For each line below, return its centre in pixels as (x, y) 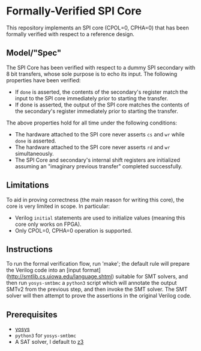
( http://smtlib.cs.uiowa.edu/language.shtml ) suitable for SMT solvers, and (97, 276)
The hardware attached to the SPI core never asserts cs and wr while (100, 134)
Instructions (29, 249)
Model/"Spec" (34, 53)
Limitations (28, 185)
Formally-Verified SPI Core (74, 11)
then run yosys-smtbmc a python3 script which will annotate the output (91, 283)
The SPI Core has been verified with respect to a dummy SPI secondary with (101, 67)
